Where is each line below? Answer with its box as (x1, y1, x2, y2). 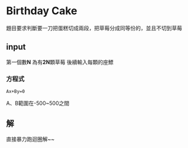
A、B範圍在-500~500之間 (6, 99, 70, 107)
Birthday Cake (6, 4, 77, 18)
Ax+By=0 (6, 89, 25, 95)
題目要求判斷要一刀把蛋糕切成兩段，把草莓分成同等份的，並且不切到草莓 (6, 24, 182, 31)
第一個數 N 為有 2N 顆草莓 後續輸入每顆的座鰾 (6, 58, 114, 66)
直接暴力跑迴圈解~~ (6, 135, 55, 143)
